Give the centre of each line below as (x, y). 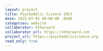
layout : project (21, 9)
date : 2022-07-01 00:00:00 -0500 (39, 18)
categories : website (26, 23)
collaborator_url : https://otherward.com (47, 32)
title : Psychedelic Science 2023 (39, 14)
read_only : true (21, 41)
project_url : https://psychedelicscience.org (51, 37)
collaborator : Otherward (30, 28)
